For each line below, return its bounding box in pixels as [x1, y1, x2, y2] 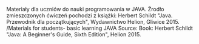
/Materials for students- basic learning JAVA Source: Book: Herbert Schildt [6, 24, 193, 32]
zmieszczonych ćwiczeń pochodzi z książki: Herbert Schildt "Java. [6, 12, 173, 19]
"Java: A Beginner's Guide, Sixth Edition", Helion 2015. [6, 31, 141, 38]
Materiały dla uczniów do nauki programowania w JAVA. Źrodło [6, 6, 164, 12]
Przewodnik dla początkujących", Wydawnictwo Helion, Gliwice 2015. [6, 18, 180, 25]
